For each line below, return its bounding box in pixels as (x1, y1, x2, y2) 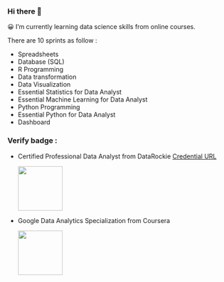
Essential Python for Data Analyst (17, 110, 116, 119)
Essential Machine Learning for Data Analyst (17, 95, 148, 104)
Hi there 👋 (7, 6, 43, 16)
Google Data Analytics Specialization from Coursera (17, 216, 171, 224)
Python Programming (17, 103, 80, 112)
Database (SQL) (17, 58, 65, 66)
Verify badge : (7, 136, 58, 146)
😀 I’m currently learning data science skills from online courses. (7, 23, 196, 31)
